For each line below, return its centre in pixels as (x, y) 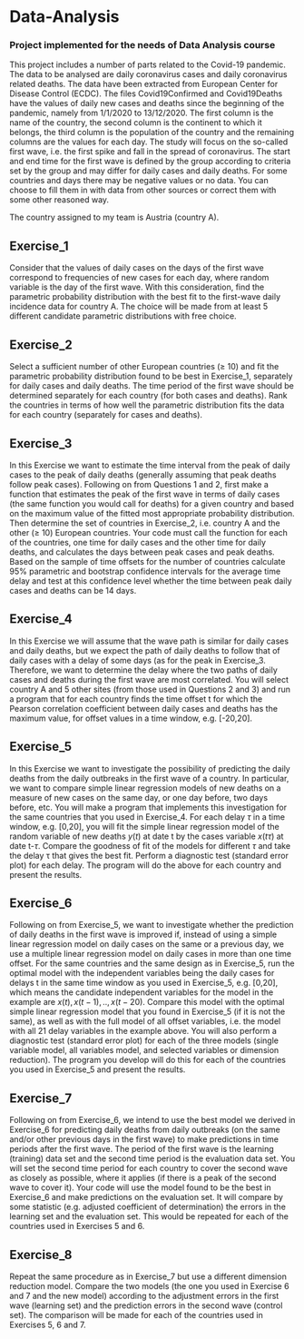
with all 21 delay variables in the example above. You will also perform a (143, 1031)
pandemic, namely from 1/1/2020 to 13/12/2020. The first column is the (142, 113)
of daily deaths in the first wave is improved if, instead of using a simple (143, 935)
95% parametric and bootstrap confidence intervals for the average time (145, 571)
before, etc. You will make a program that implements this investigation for (148, 807)
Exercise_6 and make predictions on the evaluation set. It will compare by (147, 1197)
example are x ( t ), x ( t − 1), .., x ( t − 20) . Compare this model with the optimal (147, 1002)
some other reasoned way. (59, 200)
